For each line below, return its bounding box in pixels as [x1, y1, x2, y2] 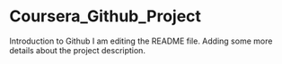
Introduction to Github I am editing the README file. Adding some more [9, 36, 273, 46]
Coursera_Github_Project [9, 6, 202, 27]
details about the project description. [9, 44, 146, 55]
